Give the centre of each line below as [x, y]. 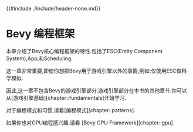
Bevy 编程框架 [40, 34]
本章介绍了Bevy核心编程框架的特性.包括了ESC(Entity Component [84, 51]
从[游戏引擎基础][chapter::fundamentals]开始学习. [66, 98]
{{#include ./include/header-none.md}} [53, 8]
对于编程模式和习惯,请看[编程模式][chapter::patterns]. [71, 110]
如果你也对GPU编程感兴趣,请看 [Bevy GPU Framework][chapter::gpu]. [90, 123]
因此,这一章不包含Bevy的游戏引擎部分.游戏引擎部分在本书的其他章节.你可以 [97, 91]
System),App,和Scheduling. [40, 58]
